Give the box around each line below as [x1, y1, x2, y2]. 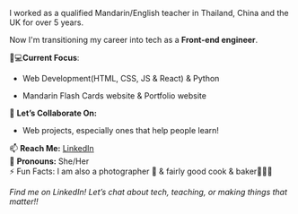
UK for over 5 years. [9, 17, 83, 28]
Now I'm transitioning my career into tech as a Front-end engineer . [9, 35, 259, 45]
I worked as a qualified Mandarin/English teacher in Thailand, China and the [9, 8, 289, 18]
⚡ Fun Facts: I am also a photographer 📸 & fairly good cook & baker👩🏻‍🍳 [9, 166, 273, 176]
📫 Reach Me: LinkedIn [9, 143, 94, 153]
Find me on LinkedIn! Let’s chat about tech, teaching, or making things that [9, 187, 288, 197]
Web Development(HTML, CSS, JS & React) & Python [22, 73, 220, 83]
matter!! [9, 196, 39, 207]
